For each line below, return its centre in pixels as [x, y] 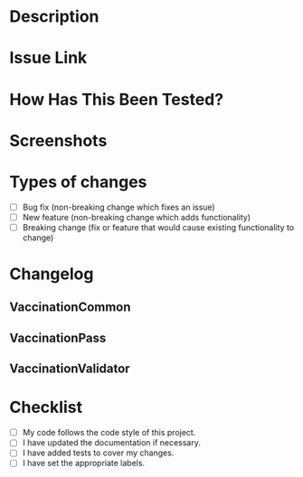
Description [54, 17]
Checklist [46, 407]
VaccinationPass [58, 337]
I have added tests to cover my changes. [98, 453]
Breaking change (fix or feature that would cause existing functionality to [158, 227]
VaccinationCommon [70, 308]
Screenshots [58, 140]
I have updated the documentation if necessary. [112, 443]
